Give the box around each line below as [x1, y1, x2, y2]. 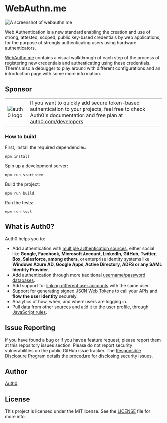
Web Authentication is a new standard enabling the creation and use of [5, 29, 151, 35]
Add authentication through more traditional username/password [12, 272, 146, 278]
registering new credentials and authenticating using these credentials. [5, 60, 151, 66]
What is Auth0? [5, 222, 55, 231]
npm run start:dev [5, 173, 43, 178]
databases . [12, 277, 36, 283]
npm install [5, 154, 30, 159]
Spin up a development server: [5, 163, 68, 169]
